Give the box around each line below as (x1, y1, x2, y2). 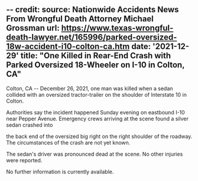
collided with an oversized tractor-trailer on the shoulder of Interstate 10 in (6, 91, 187, 98)
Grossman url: (6, 23, 60, 33)
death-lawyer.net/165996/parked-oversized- (6, 32, 177, 42)
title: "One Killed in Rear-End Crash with (20, 51, 171, 61)
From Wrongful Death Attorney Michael (6, 14, 154, 24)
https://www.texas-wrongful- (61, 23, 174, 33)
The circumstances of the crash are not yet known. (6, 139, 131, 146)
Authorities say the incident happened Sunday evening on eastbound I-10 (6, 108, 185, 116)
